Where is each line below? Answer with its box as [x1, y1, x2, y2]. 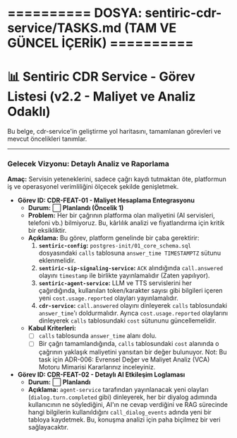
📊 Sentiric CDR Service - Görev [7, 69, 195, 85]
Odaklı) [7, 104, 51, 120]
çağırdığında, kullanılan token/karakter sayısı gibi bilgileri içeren [38, 287, 224, 295]
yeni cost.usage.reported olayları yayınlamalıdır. [38, 294, 178, 302]
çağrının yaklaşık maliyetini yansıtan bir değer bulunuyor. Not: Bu [38, 347, 227, 356]
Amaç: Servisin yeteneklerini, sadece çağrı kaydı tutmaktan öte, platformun [7, 175, 227, 183]
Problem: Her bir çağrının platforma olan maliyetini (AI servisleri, [28, 211, 215, 220]
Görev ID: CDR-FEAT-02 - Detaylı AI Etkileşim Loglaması [17, 370, 186, 379]
